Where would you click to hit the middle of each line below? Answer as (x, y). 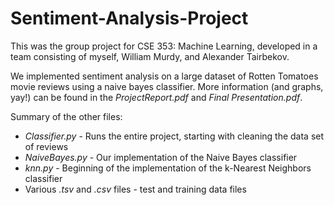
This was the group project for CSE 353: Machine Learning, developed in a (164, 46)
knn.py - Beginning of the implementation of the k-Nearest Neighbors (168, 168)
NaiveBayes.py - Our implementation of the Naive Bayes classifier (161, 157)
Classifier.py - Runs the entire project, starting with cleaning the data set (174, 136)
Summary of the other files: (66, 116)
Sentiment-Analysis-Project (129, 18)
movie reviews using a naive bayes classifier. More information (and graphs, (167, 86)
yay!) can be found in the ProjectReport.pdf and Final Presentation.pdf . (156, 97)
